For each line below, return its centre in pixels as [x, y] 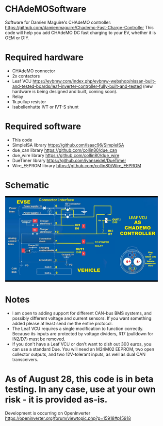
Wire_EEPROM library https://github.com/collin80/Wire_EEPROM [77, 165]
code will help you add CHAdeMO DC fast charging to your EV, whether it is [81, 32]
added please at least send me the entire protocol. [62, 324]
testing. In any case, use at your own [81, 389]
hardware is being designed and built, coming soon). [65, 91]
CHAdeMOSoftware [46, 9]
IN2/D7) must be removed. [39, 339]
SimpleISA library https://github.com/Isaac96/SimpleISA [68, 145]
